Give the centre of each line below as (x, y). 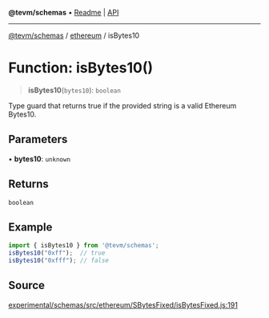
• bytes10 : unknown (39, 159)
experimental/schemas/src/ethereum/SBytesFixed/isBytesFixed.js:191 (123, 304)
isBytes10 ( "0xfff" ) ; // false (59, 261)
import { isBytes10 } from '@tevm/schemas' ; (84, 246)
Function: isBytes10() (81, 68)
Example (30, 227)
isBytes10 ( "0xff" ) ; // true (57, 253)
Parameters (38, 139)
